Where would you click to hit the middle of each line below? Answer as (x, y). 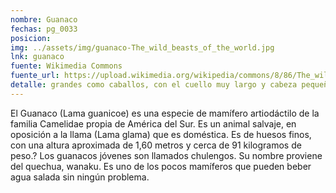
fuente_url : (35, 76)
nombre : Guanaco (44, 19)
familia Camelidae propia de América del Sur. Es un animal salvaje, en (153, 123)
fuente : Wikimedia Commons (66, 66)
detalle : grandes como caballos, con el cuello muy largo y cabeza (154, 85)
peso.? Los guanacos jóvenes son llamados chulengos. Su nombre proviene (166, 155)
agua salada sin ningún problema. (80, 177)
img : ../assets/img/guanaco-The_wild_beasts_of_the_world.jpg (142, 47)
